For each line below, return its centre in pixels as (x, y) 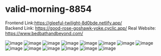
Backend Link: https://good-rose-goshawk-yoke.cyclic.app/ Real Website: (80, 28)
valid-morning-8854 (49, 9)
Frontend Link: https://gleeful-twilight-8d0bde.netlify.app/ (64, 23)
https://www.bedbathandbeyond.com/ (44, 33)
